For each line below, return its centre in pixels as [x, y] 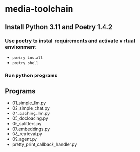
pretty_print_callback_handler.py [44, 144]
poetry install [27, 58]
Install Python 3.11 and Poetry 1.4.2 [59, 27]
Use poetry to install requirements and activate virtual [70, 41]
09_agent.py [25, 139]
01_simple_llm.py [29, 103]
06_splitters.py [27, 123]
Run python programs [31, 75]
